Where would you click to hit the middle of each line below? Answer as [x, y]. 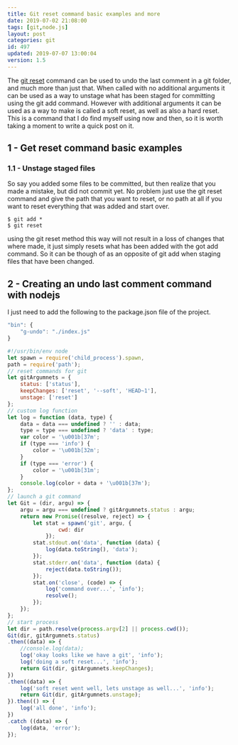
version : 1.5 [27, 60]
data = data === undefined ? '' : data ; [81, 424]
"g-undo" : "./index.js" [55, 332]
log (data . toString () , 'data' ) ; [92, 550]
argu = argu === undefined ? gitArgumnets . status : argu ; [108, 510]
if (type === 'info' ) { [55, 444]
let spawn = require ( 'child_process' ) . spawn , [76, 358]
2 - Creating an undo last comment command [109, 284]
